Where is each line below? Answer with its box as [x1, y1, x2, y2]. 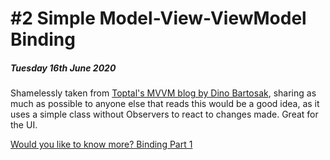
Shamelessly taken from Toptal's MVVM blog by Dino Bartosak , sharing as [10, 87, 317, 99]
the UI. [10, 119, 38, 131]
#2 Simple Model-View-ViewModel [10, 7, 307, 30]
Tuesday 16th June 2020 [10, 62, 117, 74]
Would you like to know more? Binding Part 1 [10, 138, 193, 151]
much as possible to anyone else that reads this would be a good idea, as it [10, 98, 320, 110]
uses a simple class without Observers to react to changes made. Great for [10, 108, 319, 121]
